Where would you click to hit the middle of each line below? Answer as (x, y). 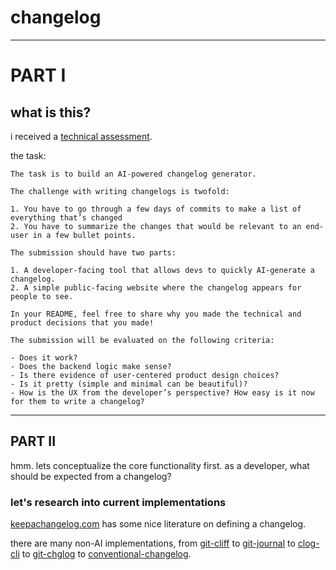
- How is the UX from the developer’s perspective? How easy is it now (162, 392)
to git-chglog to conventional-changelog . (106, 554)
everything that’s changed (66, 217)
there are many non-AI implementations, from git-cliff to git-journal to (153, 543)
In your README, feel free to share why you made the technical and (156, 314)
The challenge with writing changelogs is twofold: (120, 191)
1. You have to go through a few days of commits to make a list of (156, 209)
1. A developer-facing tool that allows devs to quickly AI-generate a (162, 270)
